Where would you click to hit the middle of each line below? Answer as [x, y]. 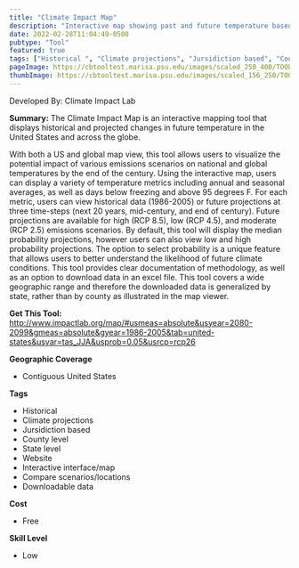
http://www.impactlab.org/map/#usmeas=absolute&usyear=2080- [131, 322]
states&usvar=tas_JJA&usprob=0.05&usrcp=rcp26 [102, 341]
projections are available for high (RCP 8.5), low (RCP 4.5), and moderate [143, 220]
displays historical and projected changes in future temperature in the [137, 127]
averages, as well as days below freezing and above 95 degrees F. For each [148, 191]
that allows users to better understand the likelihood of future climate [136, 258]
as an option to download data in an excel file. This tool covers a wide [137, 277]
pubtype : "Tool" [39, 42]
